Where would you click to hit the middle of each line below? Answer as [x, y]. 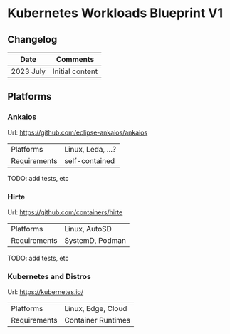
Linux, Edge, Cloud [95, 309]
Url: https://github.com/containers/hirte [65, 212]
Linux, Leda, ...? [90, 149]
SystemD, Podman [95, 240]
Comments [75, 59]
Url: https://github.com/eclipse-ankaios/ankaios [78, 132]
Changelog [32, 40]
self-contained [89, 160]
